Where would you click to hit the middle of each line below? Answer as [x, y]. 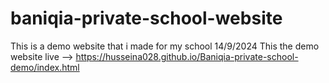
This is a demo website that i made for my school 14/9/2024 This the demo [165, 46]
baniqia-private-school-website [146, 18]
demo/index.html [45, 67]
